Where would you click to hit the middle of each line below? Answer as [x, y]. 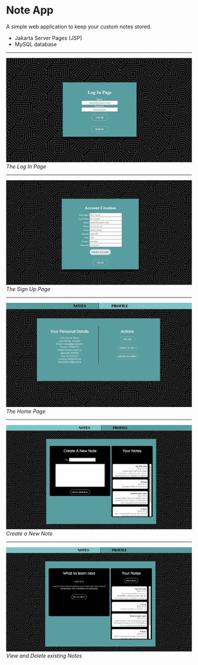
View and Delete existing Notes [44, 656]
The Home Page [26, 411]
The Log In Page [26, 167]
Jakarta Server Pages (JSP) [48, 38]
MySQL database [36, 44]
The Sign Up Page [28, 289]
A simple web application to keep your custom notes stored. [79, 27]
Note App [30, 10]
